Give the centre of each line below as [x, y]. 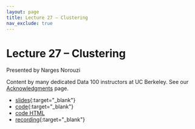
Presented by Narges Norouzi [43, 70]
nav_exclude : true [29, 23]
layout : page [23, 12]
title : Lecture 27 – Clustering [47, 18]
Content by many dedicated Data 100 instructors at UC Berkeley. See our [97, 82]
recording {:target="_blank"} [50, 120]
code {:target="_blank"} [44, 106]
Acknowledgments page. [37, 88]
